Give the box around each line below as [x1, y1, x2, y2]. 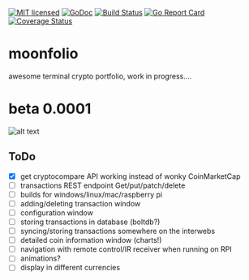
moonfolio [8, 45, 79, 63]
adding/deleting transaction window [19, 198, 141, 208]
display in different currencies [19, 263, 120, 273]
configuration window [19, 207, 93, 218]
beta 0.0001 [8, 100, 92, 118]
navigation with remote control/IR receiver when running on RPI [19, 244, 233, 254]
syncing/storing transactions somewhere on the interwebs [19, 227, 216, 236]
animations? [19, 253, 61, 263]
